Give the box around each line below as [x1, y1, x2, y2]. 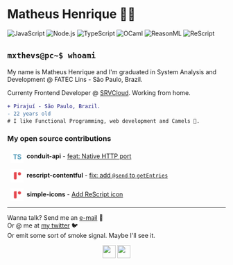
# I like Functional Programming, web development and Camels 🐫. [7, 117, 200, 124]
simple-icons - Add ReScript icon [26, 190, 123, 198]
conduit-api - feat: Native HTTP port [26, 152, 132, 160]
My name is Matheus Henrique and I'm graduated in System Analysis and [7, 67, 217, 76]
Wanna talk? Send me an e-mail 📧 [7, 213, 103, 221]
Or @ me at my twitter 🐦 [7, 221, 78, 230]
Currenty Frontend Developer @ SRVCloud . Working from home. [7, 88, 191, 96]
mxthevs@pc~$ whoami [7, 51, 96, 61]
